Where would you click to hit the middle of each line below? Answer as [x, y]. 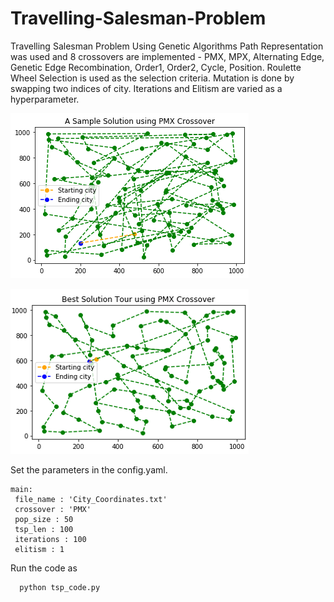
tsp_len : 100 [44, 529]
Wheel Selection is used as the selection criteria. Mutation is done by [152, 78]
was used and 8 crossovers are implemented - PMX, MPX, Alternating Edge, [167, 56]
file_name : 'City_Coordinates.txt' [91, 499]
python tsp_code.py [60, 587]
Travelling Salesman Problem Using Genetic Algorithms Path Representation [167, 46]
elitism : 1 [39, 549]
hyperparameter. [45, 99]
